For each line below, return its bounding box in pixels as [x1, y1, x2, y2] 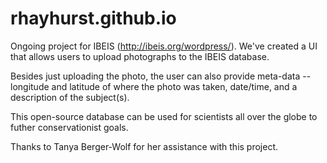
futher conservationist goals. [10, 121, 129, 133]
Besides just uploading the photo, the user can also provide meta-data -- [10, 70, 312, 82]
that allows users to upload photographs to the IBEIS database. [10, 50, 270, 62]
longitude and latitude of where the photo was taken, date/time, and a [10, 80, 298, 92]
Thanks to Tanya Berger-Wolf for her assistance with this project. [10, 140, 279, 152]
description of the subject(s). [10, 91, 130, 103]
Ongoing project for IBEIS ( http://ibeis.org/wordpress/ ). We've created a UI [10, 40, 318, 52]
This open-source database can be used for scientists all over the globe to [10, 110, 318, 122]
